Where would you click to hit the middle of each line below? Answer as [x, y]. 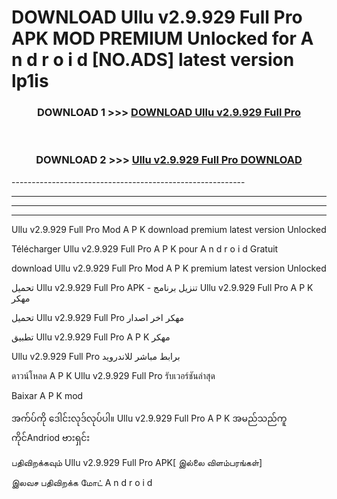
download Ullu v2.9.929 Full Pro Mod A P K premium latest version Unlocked [169, 268]
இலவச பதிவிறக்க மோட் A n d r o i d [82, 482]
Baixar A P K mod [47, 395]
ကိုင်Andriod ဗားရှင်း [51, 437]
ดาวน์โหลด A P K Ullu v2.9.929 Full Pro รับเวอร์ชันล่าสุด [113, 375]
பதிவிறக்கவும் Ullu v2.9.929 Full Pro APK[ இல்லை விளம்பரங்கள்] [137, 462]
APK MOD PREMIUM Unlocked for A [162, 38]
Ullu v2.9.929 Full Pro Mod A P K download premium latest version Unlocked [169, 229]
